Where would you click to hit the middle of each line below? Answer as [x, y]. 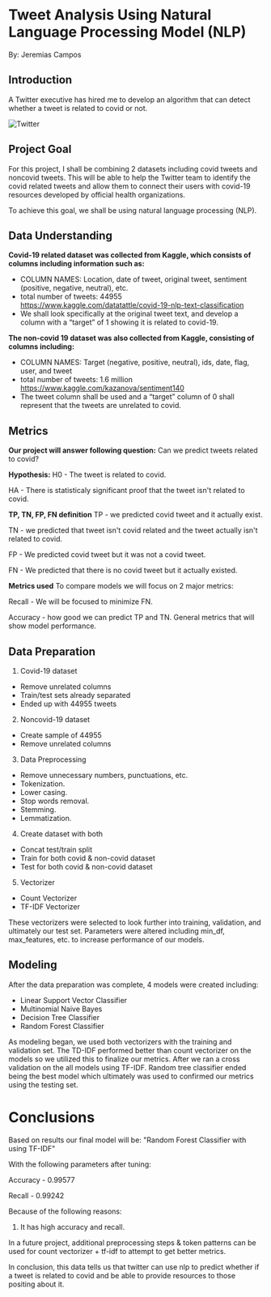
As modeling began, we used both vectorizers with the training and [120, 1041]
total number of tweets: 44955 [71, 296]
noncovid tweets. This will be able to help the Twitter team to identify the [129, 177]
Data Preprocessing [53, 759]
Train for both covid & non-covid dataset [88, 858]
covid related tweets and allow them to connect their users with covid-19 [129, 186]
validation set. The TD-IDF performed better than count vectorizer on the [130, 1050]
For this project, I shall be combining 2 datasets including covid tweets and [133, 168]
